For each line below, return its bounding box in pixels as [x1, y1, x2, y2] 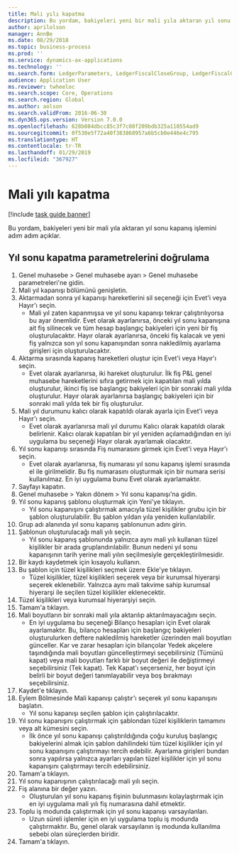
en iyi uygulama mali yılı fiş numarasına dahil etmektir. [28, 799, 187, 808]
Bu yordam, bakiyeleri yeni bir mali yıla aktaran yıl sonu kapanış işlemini [8, 223, 217, 232]
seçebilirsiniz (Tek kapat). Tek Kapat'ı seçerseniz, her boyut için [28, 663, 216, 672]
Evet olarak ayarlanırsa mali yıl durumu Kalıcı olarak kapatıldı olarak [28, 422, 226, 430]
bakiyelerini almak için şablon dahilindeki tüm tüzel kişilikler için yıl [28, 739, 223, 747]
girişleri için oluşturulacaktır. [28, 346, 112, 355]
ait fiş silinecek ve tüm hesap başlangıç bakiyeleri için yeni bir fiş [28, 323, 218, 332]
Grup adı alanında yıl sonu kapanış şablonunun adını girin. [18, 520, 187, 528]
